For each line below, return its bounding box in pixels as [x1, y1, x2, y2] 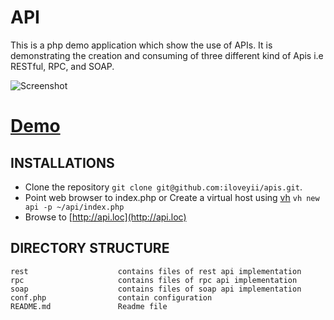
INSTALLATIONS [10, 154, 115, 171]
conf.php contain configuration [10, 292, 213, 303]
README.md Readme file [10, 301, 168, 311]
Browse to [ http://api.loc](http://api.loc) [24, 211, 187, 223]
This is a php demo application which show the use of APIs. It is [10, 39, 273, 51]
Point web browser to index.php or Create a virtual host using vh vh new [24, 191, 320, 203]
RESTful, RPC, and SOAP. [10, 60, 115, 72]
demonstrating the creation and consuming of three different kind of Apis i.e [10, 49, 324, 61]
